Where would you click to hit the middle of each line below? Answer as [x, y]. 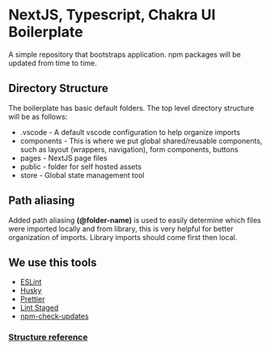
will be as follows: [38, 116]
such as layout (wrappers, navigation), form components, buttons [129, 149]
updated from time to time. [53, 63]
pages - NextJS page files [63, 158]
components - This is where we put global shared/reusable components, [141, 141]
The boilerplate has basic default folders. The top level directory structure [131, 108]
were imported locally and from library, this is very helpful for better [121, 229]
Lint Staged [39, 308]
